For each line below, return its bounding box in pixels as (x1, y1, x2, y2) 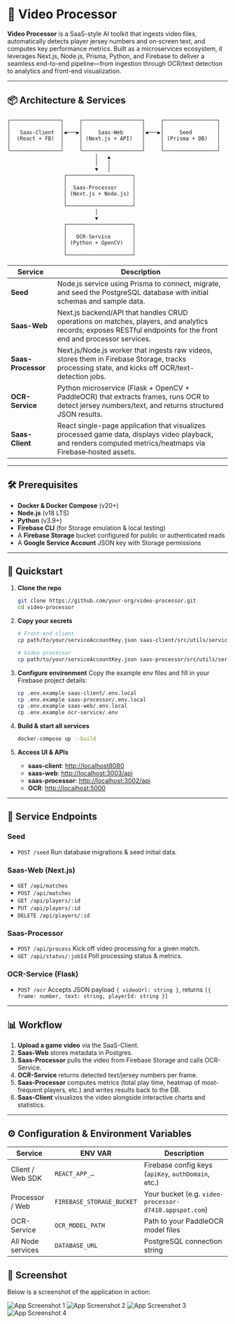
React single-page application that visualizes (57, 421, 206, 430)
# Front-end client (17, 630, 75, 637)
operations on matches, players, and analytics (57, 316, 208, 326)
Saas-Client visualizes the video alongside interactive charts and (17, 1093, 206, 1102)
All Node (10, 1236, 39, 1246)
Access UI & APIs (17, 748, 69, 756)
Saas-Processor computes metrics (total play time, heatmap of (17, 1079, 201, 1087)
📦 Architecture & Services (7, 95, 126, 107)
